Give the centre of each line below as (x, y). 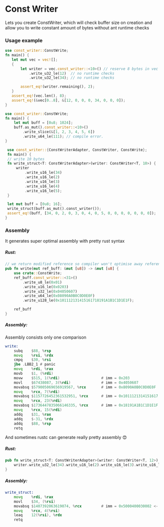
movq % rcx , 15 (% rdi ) (38, 410)
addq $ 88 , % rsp (32, 424)
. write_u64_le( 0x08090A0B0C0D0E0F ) (59, 296)
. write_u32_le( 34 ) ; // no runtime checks (72, 78)
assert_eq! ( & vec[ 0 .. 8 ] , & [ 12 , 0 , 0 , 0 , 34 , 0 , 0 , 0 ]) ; (69, 100)
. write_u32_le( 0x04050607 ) (50, 291)
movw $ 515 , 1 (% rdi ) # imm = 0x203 (72, 378)
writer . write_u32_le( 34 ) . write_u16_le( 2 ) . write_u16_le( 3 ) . (75, 465)
